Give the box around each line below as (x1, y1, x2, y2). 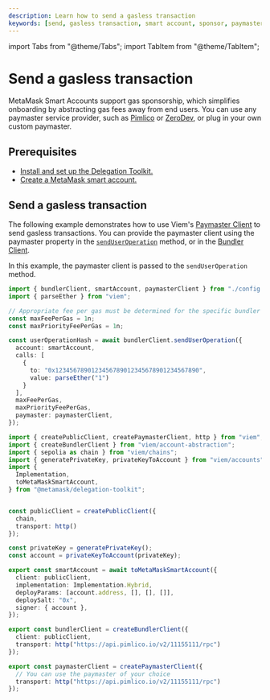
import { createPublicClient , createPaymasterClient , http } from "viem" (8, 433, 261, 441)
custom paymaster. (8, 121, 72, 131)
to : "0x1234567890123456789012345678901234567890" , (29, 366, 207, 374)
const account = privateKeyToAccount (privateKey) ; (8, 552, 182, 560)
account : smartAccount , (15, 344, 95, 352)
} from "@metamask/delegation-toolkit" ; (8, 486, 146, 494)
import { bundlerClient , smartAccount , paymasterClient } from (8, 285, 225, 294)
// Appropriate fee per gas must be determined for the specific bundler (8, 307, 261, 315)
